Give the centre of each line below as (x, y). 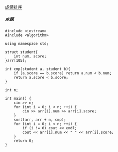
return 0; (24, 141)
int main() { (18, 98)
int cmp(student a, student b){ (38, 69)
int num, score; (30, 56)
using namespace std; (27, 43)
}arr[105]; (16, 60)
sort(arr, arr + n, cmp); (40, 120)
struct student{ (21, 52)
